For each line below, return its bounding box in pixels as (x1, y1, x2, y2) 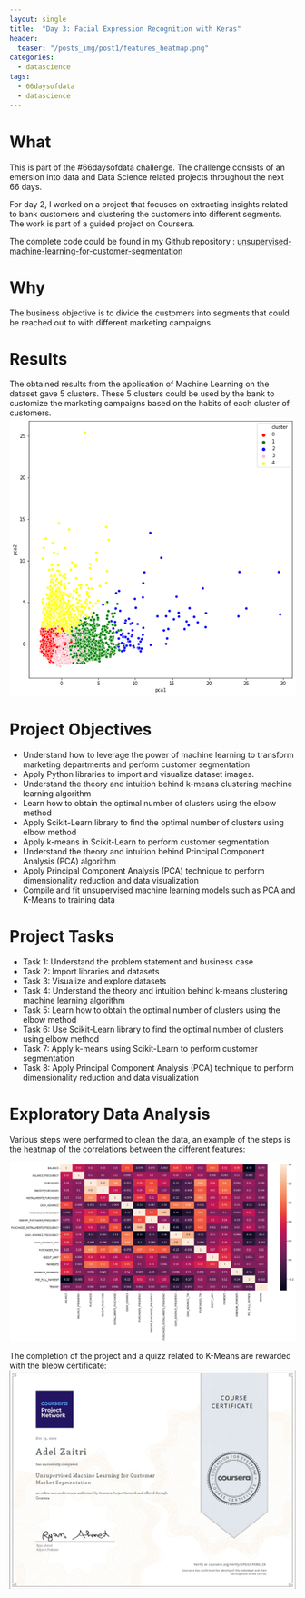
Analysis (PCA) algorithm (22, 855, 116, 867)
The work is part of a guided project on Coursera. (9, 218, 195, 229)
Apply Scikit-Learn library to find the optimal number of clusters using (22, 817, 284, 828)
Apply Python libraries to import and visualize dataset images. (22, 769, 255, 780)
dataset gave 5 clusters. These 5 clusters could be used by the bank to (9, 388, 275, 399)
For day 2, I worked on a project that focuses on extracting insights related (9, 198, 289, 209)
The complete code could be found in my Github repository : (9, 235, 236, 246)
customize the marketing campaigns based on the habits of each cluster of (9, 398, 290, 409)
